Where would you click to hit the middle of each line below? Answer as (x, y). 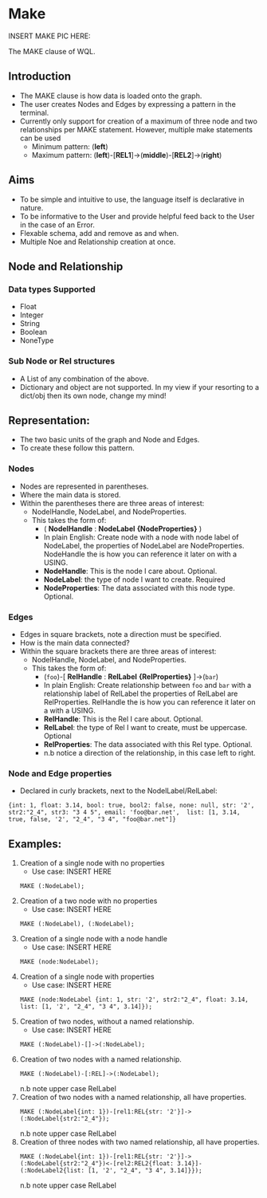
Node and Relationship (66, 267)
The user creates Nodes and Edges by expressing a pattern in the (128, 104)
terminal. (34, 112)
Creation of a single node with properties (87, 976)
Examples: (35, 844)
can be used (40, 138)
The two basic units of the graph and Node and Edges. (110, 440)
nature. (31, 207)
